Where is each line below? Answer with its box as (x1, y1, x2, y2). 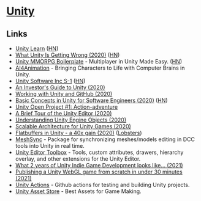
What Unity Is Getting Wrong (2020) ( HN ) (15, 51, 120, 59)
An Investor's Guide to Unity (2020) (15, 84, 105, 91)
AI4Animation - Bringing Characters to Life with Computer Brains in (15, 64, 185, 71)
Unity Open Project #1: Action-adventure (15, 103, 118, 111)
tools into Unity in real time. (15, 142, 85, 149)
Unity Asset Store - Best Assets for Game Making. (15, 188, 142, 195)
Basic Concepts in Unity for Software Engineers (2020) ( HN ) (15, 97, 168, 104)
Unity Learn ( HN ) (15, 45, 59, 52)
